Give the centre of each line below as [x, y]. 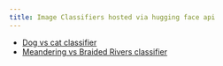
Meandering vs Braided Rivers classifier [95, 51]
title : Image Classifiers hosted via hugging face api [112, 17]
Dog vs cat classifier [59, 42]
